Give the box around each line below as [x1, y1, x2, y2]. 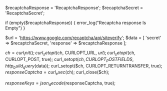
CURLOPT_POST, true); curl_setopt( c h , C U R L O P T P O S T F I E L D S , [5, 56, 134, 63]
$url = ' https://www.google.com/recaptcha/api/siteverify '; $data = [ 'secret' [5, 35, 161, 40]
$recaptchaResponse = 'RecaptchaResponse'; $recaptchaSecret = [5, 5, 143, 10]
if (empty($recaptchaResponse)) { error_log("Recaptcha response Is [5, 20, 146, 25]
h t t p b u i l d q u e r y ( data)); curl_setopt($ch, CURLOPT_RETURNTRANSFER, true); [5, 62, 162, 70]
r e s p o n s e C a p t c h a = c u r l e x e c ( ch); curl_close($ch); [5, 69, 110, 76]
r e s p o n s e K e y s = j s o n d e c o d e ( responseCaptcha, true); [5, 80, 116, 87]
